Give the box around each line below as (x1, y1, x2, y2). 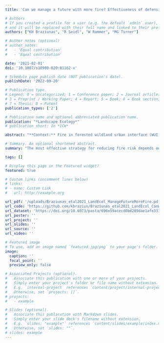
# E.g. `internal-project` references (5, 285, 89, 290)
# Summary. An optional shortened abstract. (5, 141, 97, 147)
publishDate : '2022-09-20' (5, 79, 60, 84)
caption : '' (9, 254, 34, 258)
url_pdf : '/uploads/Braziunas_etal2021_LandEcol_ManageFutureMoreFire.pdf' (5, 199, 163, 204)
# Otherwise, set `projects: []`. (5, 289, 80, 295)
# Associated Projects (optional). (5, 272, 78, 277)
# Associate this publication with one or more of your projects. (5, 276, 147, 281)
